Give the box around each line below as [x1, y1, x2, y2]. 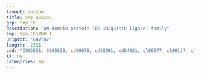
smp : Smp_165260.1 [6, 31, 52, 37]
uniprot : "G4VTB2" [6, 36, 52, 42]
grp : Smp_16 [6, 20, 36, 26]
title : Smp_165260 [6, 14, 52, 20]
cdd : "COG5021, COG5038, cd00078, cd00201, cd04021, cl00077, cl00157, [6, 48, 188, 54]
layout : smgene [6, 8, 44, 15]
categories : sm [6, 58, 44, 64]
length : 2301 [6, 42, 42, 48]
